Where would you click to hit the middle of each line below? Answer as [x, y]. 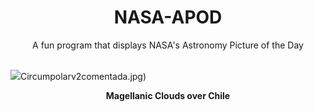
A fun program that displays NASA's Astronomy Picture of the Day [168, 45]
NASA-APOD [168, 17]
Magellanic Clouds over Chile [168, 95]
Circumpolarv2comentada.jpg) [83, 76]
